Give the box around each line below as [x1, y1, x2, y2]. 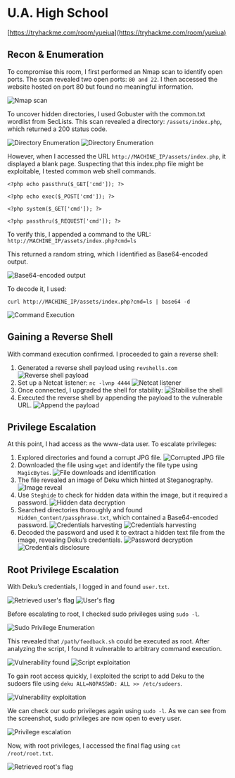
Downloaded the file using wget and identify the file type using [17, 461, 198, 469]
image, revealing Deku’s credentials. [17, 536, 123, 544]
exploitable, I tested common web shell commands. [7, 167, 156, 175]
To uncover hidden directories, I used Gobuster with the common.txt [7, 109, 205, 118]
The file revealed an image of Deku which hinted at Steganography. [17, 476, 213, 484]
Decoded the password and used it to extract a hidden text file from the [17, 529, 225, 537]
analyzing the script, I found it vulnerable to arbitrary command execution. [7, 645, 222, 653]
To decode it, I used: [7, 284, 67, 293]
